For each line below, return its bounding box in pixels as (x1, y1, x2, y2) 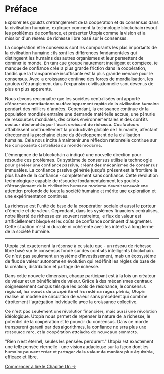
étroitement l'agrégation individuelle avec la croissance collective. (5, 299, 138, 305)
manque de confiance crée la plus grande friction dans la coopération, (5, 65, 147, 71)
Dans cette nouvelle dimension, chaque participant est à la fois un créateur (5, 272, 156, 279)
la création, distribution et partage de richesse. (5, 263, 99, 269)
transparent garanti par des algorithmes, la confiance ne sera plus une (5, 324, 147, 330)
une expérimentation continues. (5, 193, 69, 199)
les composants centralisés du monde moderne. (5, 142, 102, 148)
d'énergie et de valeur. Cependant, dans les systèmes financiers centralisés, (5, 208, 159, 213)
